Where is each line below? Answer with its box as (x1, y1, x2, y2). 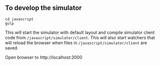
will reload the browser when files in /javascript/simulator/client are (5, 40, 147, 46)
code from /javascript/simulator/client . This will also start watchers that (5, 34, 155, 40)
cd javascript (5, 16, 34, 21)
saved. (5, 45, 18, 50)
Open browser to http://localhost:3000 (5, 54, 83, 60)
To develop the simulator (5, 4, 82, 12)
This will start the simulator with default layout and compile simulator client (5, 29, 155, 35)
